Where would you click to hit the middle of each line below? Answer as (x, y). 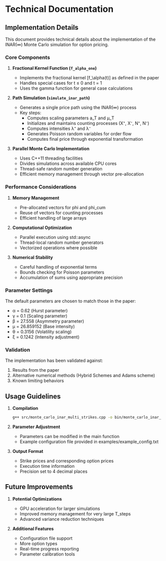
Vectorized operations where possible (58, 248)
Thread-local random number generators (62, 242)
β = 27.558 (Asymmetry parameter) (48, 321)
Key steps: (30, 113)
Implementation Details (42, 28)
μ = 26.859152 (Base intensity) (44, 326)
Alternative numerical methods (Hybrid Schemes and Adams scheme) (83, 376)
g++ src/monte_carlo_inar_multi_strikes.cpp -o (62, 417)
